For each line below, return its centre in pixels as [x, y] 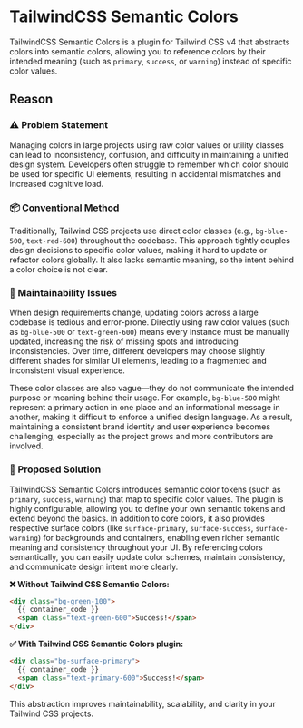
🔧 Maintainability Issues [64, 292]
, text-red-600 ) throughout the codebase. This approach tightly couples [156, 240]
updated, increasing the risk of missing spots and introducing [124, 341]
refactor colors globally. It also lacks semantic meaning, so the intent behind [152, 260]
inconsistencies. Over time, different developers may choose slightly [137, 351]
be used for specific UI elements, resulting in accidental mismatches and [145, 173]
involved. [26, 446]
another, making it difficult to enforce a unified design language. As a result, [151, 417]
